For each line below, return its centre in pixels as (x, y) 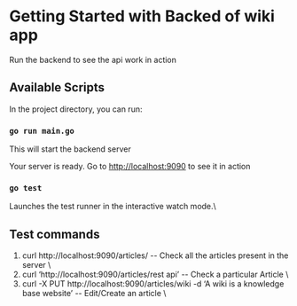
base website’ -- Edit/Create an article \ (94, 294)
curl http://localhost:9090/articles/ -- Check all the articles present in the (155, 255)
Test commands (55, 234)
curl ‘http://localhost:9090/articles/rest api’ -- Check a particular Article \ (155, 275)
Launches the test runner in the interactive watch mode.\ (113, 207)
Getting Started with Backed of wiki (142, 16)
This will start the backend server (70, 149)
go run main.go (42, 131)
